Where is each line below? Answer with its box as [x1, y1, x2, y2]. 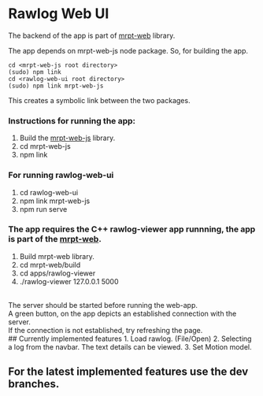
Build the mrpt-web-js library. [19, 133, 116, 142]
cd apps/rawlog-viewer [19, 268, 96, 278]
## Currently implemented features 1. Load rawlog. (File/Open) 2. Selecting [8, 334, 252, 343]
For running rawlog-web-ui [8, 170, 114, 181]
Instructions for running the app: [8, 115, 136, 126]
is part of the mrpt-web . [8, 234, 102, 245]
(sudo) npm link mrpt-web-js [8, 82, 104, 90]
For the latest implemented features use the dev [8, 365, 249, 379]
